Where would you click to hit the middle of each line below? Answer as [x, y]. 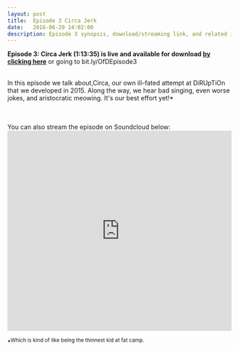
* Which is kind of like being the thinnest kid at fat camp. [76, 341]
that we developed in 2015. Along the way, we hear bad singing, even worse [119, 90]
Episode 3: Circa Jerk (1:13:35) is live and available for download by [109, 54]
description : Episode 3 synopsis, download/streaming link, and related [117, 34]
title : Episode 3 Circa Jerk [52, 21]
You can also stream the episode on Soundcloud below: [89, 127]
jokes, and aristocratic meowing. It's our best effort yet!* [91, 98]
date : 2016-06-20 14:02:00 [51, 27]
